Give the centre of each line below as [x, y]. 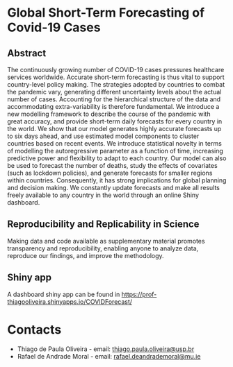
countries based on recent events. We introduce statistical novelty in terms [115, 143]
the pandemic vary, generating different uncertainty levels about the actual [114, 92]
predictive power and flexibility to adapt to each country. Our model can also [117, 158]
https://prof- [139, 294]
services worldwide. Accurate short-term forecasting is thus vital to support [116, 77]
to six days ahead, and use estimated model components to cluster [103, 136]
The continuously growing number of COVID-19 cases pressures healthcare [116, 70]
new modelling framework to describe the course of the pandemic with [109, 114]
